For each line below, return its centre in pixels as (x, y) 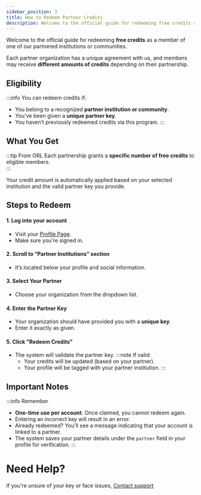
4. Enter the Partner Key (36, 308)
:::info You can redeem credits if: (46, 98)
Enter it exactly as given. (45, 328)
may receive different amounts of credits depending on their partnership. (97, 64)
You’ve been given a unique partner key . (66, 116)
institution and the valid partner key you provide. (66, 186)
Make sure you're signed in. (49, 240)
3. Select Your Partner (34, 281)
